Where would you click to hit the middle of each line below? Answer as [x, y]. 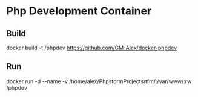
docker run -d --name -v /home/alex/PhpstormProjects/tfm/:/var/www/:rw [99, 81]
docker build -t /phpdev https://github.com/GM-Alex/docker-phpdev [92, 48]
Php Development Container [79, 11]
